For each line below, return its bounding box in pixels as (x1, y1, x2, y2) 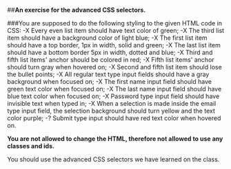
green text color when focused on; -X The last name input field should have (7, 85, 222, 93)
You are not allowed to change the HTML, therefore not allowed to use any (7, 135, 223, 143)
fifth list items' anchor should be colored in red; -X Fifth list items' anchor (7, 56, 215, 64)
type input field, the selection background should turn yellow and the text (7, 106, 216, 115)
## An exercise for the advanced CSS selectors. (7, 6, 146, 14)
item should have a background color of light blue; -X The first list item (7, 34, 208, 42)
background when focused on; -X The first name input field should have (7, 78, 212, 85)
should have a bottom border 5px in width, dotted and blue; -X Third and (7, 48, 213, 56)
